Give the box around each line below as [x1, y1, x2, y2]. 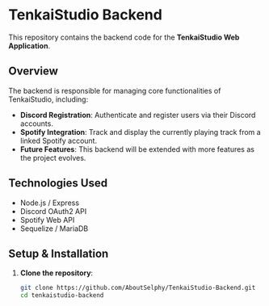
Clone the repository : [19, 268, 94, 278]
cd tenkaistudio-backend [19, 291, 104, 300]
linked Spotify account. [19, 136, 98, 145]
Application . [8, 40, 51, 50]
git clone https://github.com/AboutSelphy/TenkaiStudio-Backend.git [19, 284, 256, 292]
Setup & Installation [8, 246, 109, 260]
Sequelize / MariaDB [19, 224, 89, 233]
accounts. [19, 119, 54, 128]
